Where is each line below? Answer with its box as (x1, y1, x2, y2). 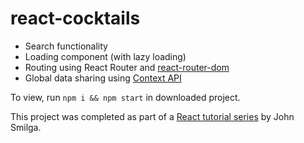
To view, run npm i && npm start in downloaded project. (10, 91, 241, 103)
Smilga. (10, 121, 42, 133)
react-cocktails (10, 7, 141, 30)
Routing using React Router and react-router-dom (24, 61, 230, 73)
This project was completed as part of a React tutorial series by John (10, 110, 295, 122)
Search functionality (24, 40, 108, 52)
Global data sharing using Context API (24, 72, 182, 84)
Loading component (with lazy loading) (24, 50, 187, 62)
